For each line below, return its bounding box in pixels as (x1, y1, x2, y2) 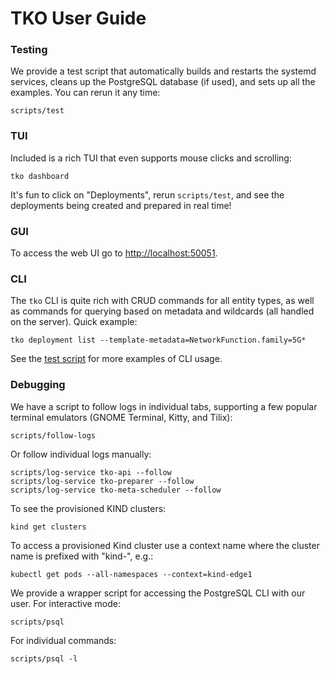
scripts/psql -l (10, 653, 78, 664)
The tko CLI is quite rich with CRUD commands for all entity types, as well (10, 295, 315, 307)
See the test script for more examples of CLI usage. (10, 353, 223, 365)
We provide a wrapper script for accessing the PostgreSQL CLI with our (10, 587, 306, 599)
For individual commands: (10, 634, 117, 646)
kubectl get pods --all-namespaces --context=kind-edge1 (10, 569, 253, 579)
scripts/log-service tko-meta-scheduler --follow (10, 485, 222, 495)
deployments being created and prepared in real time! (10, 199, 232, 211)
